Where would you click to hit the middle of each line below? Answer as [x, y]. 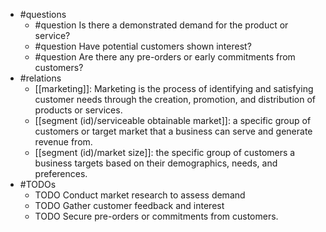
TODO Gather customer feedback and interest [129, 205]
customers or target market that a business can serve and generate [173, 131]
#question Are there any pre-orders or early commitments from [165, 57]
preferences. [61, 173]
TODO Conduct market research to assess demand [140, 195]
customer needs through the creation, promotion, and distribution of [175, 99]
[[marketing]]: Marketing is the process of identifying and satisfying [174, 88]
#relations [40, 78]
